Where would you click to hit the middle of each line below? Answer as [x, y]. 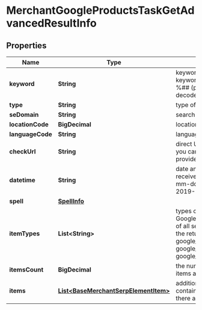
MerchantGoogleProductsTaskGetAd [100, 11]
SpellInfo [71, 201]
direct [184, 144]
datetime [22, 180]
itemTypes [25, 234]
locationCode [29, 124]
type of [186, 105]
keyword [22, 84]
